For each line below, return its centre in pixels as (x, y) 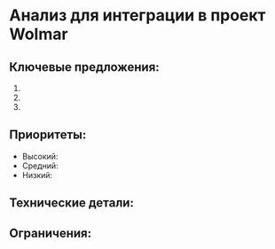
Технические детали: (72, 203)
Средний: (40, 166)
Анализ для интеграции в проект (137, 16)
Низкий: (37, 175)
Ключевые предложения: (84, 67)
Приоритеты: (48, 135)
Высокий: (40, 156)
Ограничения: (50, 233)
